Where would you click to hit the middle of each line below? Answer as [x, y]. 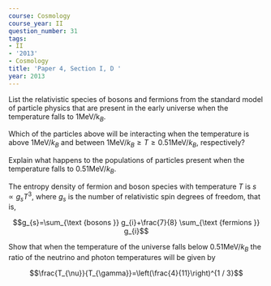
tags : [17, 38]
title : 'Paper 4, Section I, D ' [65, 69]
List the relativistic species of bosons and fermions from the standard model [136, 99]
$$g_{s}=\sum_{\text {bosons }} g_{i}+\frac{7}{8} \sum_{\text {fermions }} [136, 223]
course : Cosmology [39, 16]
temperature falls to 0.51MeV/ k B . [62, 170]
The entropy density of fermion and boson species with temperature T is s [133, 186]
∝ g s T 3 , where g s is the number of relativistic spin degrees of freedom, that [135, 197]
